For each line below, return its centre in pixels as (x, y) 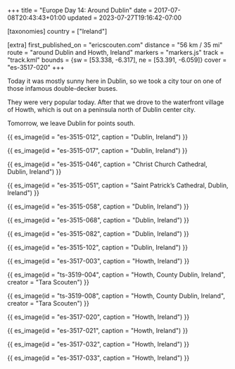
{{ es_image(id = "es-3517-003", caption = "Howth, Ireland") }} (99, 261)
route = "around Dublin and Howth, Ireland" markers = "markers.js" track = (116, 52)
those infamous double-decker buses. (63, 88)
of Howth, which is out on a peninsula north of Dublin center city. (101, 110)
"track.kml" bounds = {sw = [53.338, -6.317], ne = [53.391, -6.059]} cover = (117, 60)
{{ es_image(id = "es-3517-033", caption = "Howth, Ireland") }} (99, 358)
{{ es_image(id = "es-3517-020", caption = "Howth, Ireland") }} (99, 317)
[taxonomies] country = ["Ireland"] (57, 31)
